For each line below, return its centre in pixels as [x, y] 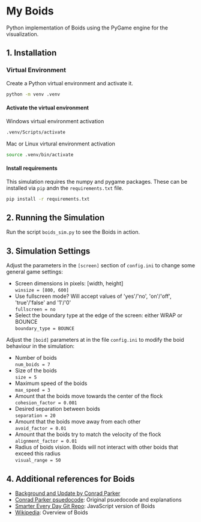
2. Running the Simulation [55, 217]
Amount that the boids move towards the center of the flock [89, 396]
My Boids [30, 11]
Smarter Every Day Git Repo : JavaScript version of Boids [85, 506]
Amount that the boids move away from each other [78, 422]
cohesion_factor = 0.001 [46, 403]
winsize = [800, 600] [42, 290]
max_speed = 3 [32, 390]
